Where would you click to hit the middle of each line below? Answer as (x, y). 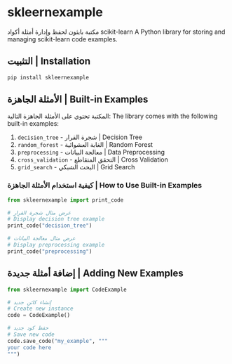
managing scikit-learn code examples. (62, 39)
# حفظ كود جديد (28, 328)
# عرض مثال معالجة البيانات (41, 239)
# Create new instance (40, 309)
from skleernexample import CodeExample (67, 290)
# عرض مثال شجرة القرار (39, 213)
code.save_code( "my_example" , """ (58, 341)
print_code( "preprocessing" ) (50, 251)
